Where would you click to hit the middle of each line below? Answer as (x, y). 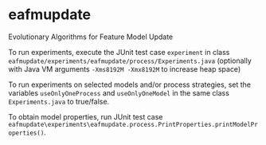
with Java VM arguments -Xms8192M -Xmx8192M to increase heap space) (125, 69)
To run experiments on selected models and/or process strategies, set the (129, 84)
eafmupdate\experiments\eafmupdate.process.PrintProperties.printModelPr (133, 124)
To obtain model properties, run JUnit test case (86, 116)
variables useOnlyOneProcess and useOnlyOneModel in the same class (119, 92)
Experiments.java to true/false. (59, 101)
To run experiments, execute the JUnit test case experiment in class (119, 52)
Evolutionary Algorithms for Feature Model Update (91, 37)
